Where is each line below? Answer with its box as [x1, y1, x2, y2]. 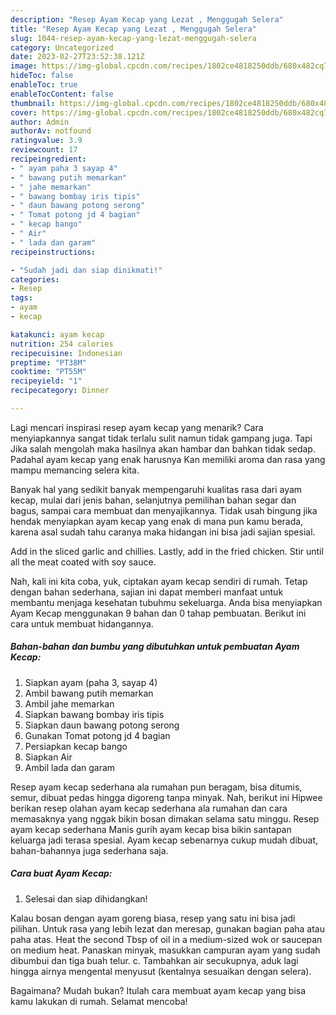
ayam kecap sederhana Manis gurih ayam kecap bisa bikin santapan [10, 823, 292, 835]
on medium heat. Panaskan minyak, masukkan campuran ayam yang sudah [10, 944, 321, 956]
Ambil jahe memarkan [24, 697, 115, 710]
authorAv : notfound [10, 126, 92, 136]
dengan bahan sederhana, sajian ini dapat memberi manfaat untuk [10, 586, 284, 598]
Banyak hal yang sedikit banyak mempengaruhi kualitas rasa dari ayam [10, 483, 303, 495]
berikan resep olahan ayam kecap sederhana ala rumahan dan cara [10, 802, 288, 814]
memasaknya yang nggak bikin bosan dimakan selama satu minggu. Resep [10, 812, 320, 825]
